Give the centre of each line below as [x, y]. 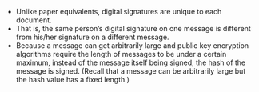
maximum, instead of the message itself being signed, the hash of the [131, 62]
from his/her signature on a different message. [92, 37]
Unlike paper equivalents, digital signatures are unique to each [119, 12]
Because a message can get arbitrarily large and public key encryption [132, 46]
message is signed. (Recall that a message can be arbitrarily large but [131, 71]
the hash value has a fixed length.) [73, 80]
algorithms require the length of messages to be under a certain [121, 54]
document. [34, 20]
